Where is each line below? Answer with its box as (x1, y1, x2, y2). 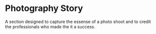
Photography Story (5, 3, 83, 14)
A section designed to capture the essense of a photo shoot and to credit (5, 19, 151, 24)
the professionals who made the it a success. (5, 23, 95, 29)
